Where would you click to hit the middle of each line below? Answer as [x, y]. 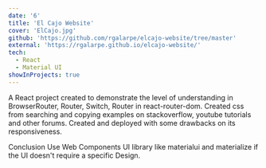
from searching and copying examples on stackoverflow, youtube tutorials [130, 114]
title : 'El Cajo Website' [51, 23]
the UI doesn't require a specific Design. [74, 155]
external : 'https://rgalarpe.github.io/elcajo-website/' [105, 45]
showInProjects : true [44, 75]
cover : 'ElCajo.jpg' [43, 30]
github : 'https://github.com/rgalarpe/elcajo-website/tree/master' [123, 38]
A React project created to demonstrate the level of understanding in [121, 97]
